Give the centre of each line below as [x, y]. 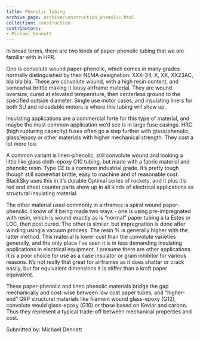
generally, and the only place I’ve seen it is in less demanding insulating [94, 243]
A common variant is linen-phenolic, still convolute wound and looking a [95, 155]
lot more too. [22, 144]
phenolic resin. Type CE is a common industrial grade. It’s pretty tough [93, 168]
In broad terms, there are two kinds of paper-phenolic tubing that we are [95, 51]
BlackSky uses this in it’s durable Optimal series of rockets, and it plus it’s [96, 181]
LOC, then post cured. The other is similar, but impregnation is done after [96, 224]
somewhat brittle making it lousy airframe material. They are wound [89, 88]
